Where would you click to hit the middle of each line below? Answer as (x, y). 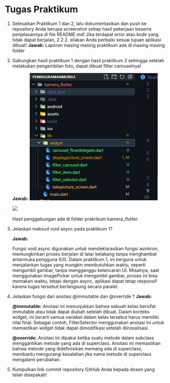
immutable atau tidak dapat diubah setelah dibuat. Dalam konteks (81, 312)
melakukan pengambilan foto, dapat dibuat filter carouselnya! (77, 66)
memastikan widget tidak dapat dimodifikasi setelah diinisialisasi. (80, 328)
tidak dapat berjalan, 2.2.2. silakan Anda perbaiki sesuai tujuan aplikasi (87, 40)
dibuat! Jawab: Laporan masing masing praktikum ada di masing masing (89, 45)
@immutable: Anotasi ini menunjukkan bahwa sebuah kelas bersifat (84, 306)
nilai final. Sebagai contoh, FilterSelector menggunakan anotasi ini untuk (88, 322)
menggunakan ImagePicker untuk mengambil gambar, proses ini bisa (85, 275)
